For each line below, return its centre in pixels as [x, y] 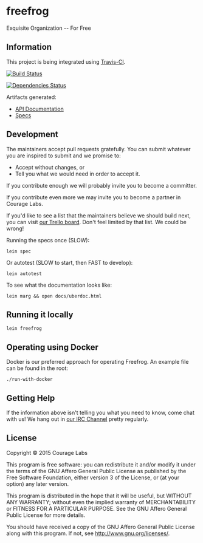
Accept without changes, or [50, 167]
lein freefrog [24, 329]
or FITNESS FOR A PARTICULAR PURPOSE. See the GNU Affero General [97, 508]
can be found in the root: [37, 368]
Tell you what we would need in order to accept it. [77, 174]
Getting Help [31, 398]
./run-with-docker [29, 380]
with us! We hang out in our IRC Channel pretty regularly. [77, 419]
